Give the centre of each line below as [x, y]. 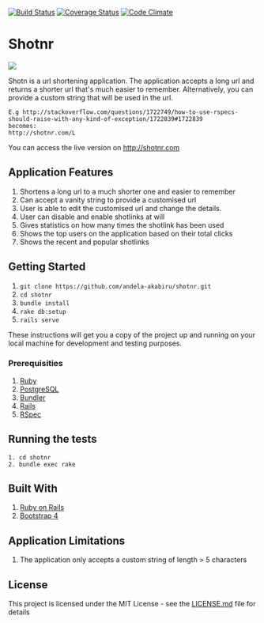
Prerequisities [36, 364]
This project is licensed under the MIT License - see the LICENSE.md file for [132, 604]
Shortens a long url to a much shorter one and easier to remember [127, 191]
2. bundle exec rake [42, 464]
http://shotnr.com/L [42, 133]
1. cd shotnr [30, 457]
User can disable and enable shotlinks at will [92, 217]
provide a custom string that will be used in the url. [91, 97]
